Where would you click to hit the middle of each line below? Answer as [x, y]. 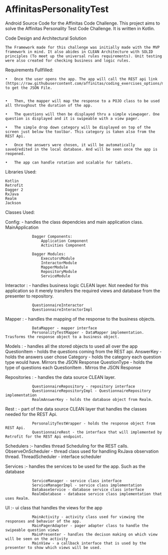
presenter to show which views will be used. [53, 547]
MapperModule [54, 267]
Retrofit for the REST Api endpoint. [44, 437]
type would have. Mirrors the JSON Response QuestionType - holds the [79, 362]
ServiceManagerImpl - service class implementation [87, 485]
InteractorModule [59, 263]
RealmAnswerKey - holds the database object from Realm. [92, 399]
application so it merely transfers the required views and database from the [83, 291]
